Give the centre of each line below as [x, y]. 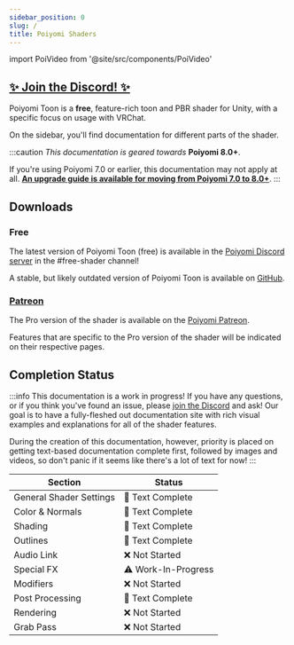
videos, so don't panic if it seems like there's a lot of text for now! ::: [133, 460]
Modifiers [34, 584]
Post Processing [47, 598]
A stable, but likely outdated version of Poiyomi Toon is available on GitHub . [147, 278]
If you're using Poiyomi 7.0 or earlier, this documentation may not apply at [143, 169]
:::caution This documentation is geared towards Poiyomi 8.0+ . [125, 153]
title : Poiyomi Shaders [53, 34]
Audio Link [36, 555]
